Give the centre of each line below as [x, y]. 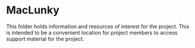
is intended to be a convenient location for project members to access [92, 32]
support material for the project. [45, 39]
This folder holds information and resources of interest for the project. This [98, 26]
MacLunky [33, 10]
